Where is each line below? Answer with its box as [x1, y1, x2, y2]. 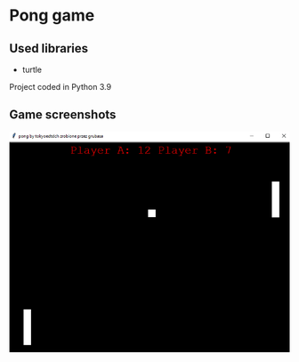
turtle [21, 64, 43, 75]
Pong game [9, 5, 95, 26]
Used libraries [9, 41, 89, 56]
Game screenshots [9, 108, 117, 123]
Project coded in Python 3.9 [9, 82, 112, 92]
